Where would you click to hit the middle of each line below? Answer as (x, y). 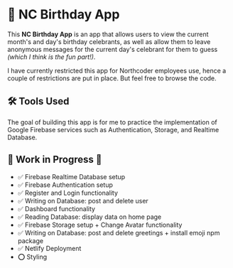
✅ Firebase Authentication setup (65, 185)
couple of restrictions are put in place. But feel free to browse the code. (112, 78)
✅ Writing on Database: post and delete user (83, 200)
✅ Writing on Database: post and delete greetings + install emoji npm (119, 232)
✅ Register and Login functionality (68, 193)
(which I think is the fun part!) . (52, 57)
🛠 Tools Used (38, 101)
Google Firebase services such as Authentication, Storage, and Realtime (113, 129)
